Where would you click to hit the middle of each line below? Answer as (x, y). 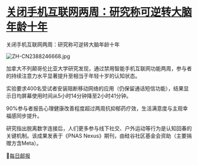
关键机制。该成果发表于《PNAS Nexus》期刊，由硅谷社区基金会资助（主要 (96, 135)
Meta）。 (32, 143)
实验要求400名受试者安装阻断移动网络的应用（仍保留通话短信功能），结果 (95, 88)
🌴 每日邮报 (18, 156)
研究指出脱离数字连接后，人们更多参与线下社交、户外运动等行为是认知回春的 (99, 128)
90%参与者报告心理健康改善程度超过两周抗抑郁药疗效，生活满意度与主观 (95, 108)
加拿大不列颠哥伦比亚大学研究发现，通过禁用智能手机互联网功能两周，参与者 (99, 68)
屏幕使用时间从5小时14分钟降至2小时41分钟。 (77, 96)
